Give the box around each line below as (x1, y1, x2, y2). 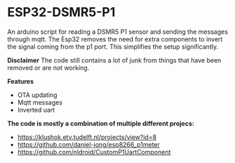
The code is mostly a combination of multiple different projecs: (7, 119, 194, 127)
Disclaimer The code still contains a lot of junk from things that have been (7, 56, 222, 64)
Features (7, 77, 34, 85)
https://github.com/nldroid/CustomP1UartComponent (17, 148, 171, 156)
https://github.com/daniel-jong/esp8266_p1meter (17, 140, 160, 148)
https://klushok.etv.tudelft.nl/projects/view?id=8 (17, 133, 156, 141)
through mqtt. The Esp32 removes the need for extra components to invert (7, 34, 223, 43)
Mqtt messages (17, 98, 63, 106)
